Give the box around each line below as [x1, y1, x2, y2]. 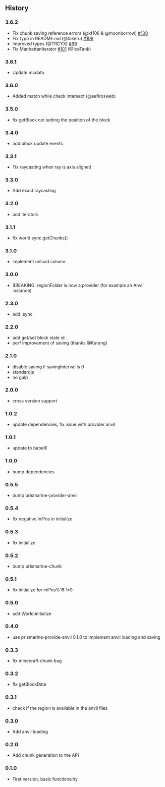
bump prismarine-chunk [12, 563, 62, 569]
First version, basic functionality [12, 776, 78, 782]
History [5, 4, 29, 12]
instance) [12, 287, 32, 293]
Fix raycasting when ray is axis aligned [12, 164, 92, 170]
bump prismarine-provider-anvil [12, 493, 78, 499]
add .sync [12, 311, 33, 317]
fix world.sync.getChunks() [12, 235, 68, 241]
